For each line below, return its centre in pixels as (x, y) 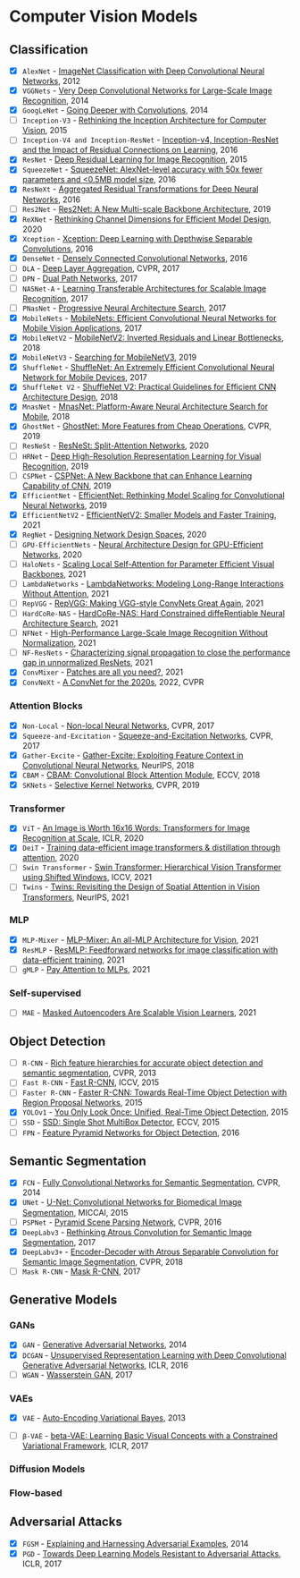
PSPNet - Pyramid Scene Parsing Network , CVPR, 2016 (122, 1222)
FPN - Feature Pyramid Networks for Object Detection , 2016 (131, 1133)
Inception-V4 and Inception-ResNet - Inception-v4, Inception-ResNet (150, 140)
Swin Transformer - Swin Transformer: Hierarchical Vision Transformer (151, 867)
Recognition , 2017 (55, 298)
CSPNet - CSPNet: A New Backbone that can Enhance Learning (137, 475)
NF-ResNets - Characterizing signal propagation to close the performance (156, 653)
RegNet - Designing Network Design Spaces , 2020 (114, 534)
